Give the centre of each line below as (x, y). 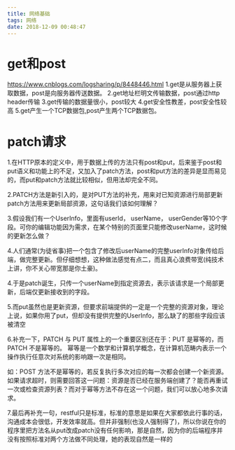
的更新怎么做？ (29, 236)
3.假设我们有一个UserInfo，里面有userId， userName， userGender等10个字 (117, 219)
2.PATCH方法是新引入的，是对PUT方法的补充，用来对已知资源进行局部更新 (115, 195)
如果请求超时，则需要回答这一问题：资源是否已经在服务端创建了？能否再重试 (117, 381)
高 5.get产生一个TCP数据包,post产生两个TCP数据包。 (84, 111)
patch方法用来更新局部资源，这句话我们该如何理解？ (83, 203)
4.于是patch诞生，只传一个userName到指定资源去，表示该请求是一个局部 (113, 283)
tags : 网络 (22, 20)
